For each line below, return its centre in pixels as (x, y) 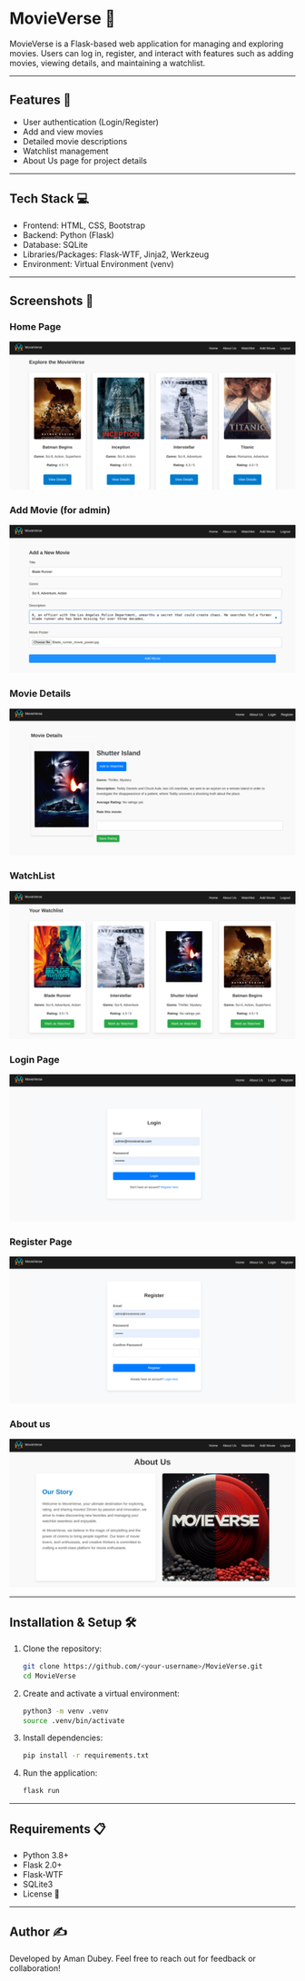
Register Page (41, 1242)
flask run (41, 1791)
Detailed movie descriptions (75, 141)
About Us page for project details (85, 160)
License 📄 (41, 1894)
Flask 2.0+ (42, 1865)
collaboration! (35, 1968)
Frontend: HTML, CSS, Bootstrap (84, 225)
